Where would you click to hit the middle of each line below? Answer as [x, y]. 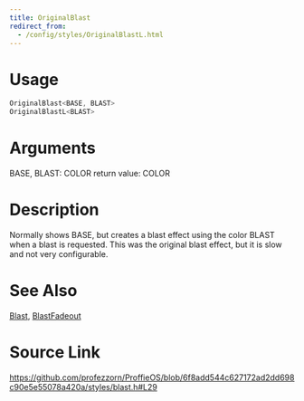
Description [54, 210]
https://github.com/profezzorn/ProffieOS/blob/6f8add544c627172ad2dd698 [152, 377]
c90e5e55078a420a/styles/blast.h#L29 [84, 387]
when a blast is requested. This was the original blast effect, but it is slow [146, 244]
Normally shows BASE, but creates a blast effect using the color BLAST [142, 234]
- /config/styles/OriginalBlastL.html [91, 34]
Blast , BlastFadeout [45, 315]
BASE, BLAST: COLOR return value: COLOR [90, 173]
